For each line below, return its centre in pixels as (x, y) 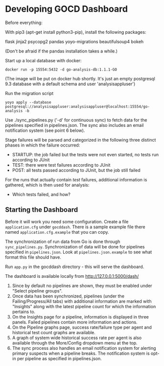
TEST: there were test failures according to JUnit (61, 165)
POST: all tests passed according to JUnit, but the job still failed (76, 170)
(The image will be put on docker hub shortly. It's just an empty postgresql (80, 78)
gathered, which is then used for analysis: (47, 185)
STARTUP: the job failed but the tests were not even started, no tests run (85, 154)
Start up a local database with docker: (43, 60)
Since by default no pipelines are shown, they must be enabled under (82, 286)
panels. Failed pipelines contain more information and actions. (75, 322)
